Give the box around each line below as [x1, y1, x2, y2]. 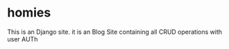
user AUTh [7, 35, 38, 43]
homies [7, 5, 51, 21]
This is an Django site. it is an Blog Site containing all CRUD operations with [7, 28, 223, 36]
